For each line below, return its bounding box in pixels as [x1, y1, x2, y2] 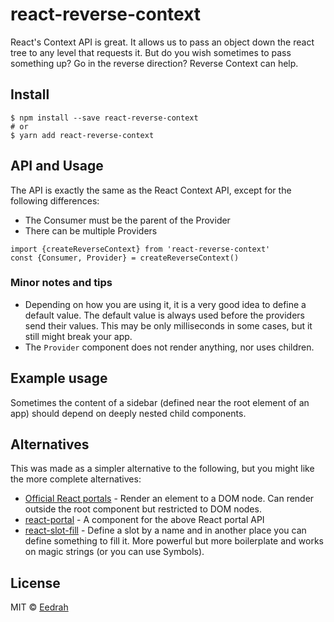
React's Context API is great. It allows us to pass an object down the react [10, 36, 315, 48]
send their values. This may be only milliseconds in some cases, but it [24, 319, 313, 332]
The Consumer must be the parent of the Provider [24, 214, 231, 226]
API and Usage [10, 158, 104, 175]
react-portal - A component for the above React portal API [24, 514, 265, 526]
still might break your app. [24, 330, 133, 342]
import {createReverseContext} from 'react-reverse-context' [10, 244, 271, 254]
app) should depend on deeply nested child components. [10, 407, 247, 419]
